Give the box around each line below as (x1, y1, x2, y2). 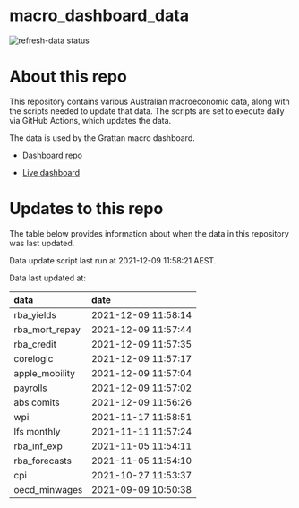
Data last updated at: (9, 272, 87, 283)
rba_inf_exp (13, 440, 63, 452)
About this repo (9, 66, 127, 87)
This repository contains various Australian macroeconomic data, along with (9, 96, 291, 107)
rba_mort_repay (13, 323, 81, 336)
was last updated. (9, 237, 75, 248)
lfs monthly (13, 425, 61, 437)
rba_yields (13, 308, 56, 321)
